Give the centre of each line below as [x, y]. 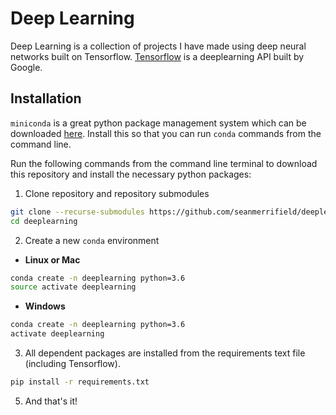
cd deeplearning [44, 221]
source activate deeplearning [73, 287]
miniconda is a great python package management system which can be [158, 123]
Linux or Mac [52, 259]
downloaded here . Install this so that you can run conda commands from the [166, 133]
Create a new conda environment [92, 240]
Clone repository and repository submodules [117, 193]
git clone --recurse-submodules [77, 212]
